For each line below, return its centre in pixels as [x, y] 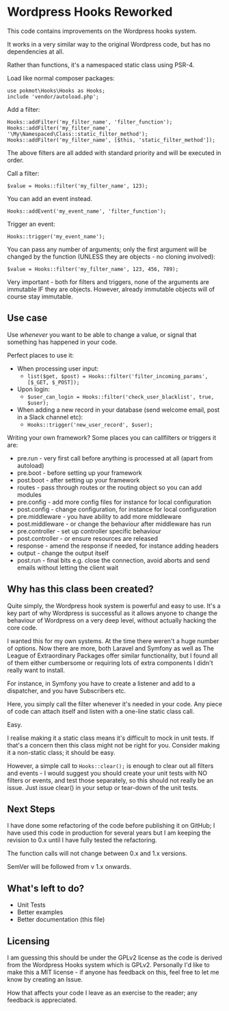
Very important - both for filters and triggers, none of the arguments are [108, 281]
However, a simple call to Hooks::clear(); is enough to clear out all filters [110, 765]
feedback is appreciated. [42, 1000]
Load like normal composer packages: [61, 78]
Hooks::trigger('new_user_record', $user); [90, 425]
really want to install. [36, 670]
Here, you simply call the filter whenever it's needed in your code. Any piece [114, 704]
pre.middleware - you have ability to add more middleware [99, 516]
